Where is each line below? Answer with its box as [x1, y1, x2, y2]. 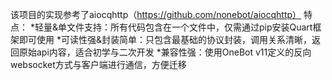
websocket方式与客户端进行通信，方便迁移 [10, 59, 187, 70]
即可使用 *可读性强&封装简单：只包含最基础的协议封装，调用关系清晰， [18, 34, 312, 45]
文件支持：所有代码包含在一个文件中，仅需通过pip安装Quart [66, 21, 313, 33]
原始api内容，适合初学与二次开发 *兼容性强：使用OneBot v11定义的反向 [18, 46, 312, 58]
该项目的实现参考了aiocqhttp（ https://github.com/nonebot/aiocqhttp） [10, 9, 302, 20]
